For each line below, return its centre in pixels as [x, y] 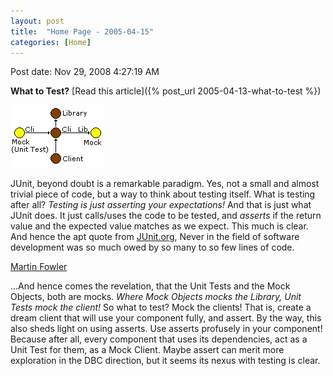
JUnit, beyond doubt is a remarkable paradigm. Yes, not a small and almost [165, 184]
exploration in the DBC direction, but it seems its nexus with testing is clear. [165, 361]
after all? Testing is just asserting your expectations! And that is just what [161, 205]
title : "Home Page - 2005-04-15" [82, 31]
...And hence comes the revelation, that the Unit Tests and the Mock [150, 286]
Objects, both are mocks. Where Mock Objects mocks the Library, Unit [156, 297]
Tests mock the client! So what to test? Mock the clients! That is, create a [161, 307]
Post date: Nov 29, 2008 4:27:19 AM [85, 72]
